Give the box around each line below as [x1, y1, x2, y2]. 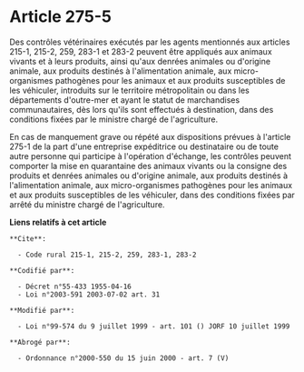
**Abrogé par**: [9, 337, 71, 347]
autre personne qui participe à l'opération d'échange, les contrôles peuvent [9, 150, 292, 161]
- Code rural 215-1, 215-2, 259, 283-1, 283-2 [17, 250, 197, 259]
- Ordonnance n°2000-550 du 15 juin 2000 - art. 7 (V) [17, 353, 230, 363]
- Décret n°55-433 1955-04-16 [17, 282, 132, 291]
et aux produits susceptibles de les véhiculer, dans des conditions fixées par [9, 189, 295, 200]
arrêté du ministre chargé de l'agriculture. [9, 198, 165, 210]
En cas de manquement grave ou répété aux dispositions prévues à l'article [9, 131, 291, 142]
